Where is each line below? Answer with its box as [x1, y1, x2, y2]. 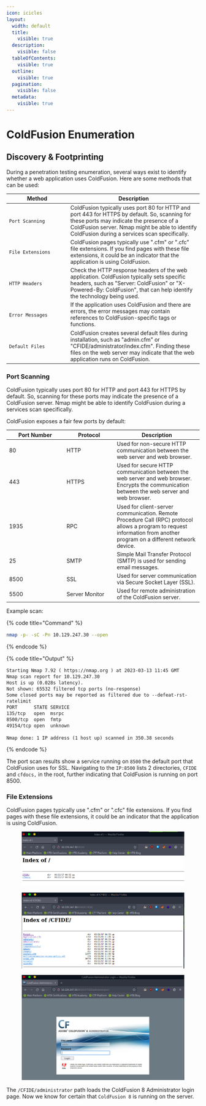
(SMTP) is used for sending [116, 557, 186, 564]
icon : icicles [6, 10, 43, 16]
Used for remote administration [116, 587, 196, 594]
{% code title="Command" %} [6, 619, 83, 626]
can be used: [6, 181, 40, 188]
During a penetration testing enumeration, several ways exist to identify [6, 168, 187, 175]
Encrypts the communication [116, 482, 189, 489]
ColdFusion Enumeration [6, 128, 135, 142]
